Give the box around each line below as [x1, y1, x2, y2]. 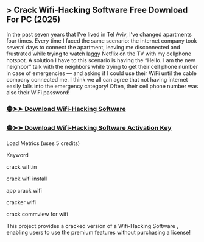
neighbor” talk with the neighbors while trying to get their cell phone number [6, 63, 199, 70]
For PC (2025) [6, 15, 61, 25]
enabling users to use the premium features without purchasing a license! [6, 229, 191, 237]
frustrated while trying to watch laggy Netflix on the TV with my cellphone [6, 50, 192, 57]
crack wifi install [6, 175, 47, 182]
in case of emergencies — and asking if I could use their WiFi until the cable [6, 69, 197, 77]
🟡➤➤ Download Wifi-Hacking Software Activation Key [6, 123, 172, 132]
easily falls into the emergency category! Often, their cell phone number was [6, 82, 199, 90]
